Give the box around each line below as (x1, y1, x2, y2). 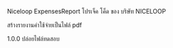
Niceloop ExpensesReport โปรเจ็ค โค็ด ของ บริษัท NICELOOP (7, 8, 166, 15)
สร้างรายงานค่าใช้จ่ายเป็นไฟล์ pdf (7, 21, 82, 29)
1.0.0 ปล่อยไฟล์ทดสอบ (7, 35, 60, 43)
